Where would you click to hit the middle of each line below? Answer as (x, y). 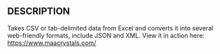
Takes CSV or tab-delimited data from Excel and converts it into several (110, 28)
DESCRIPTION (39, 11)
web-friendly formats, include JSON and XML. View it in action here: (106, 35)
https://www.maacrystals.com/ (52, 43)
